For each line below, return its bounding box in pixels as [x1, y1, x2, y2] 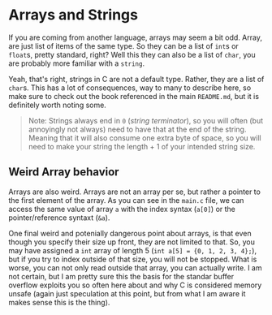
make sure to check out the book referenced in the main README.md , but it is [8, 91, 260, 101]
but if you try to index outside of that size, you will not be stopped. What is [8, 254, 257, 264]
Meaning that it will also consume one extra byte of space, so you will [28, 132, 261, 143]
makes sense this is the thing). [8, 297, 110, 307]
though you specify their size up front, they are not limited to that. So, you [8, 237, 256, 247]
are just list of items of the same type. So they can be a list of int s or [8, 41, 240, 50]
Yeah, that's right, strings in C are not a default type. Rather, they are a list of [8, 74, 265, 84]
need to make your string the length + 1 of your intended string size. [28, 141, 256, 151]
